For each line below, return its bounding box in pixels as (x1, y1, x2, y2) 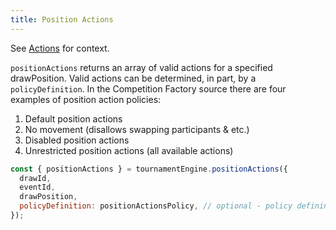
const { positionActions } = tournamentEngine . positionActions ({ (10, 164, 288, 174)
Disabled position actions (24, 134, 130, 146)
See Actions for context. (10, 42, 110, 54)
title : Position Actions (10, 14, 114, 25)
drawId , (19, 173, 52, 183)
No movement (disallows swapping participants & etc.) (24, 123, 250, 135)
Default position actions (24, 112, 123, 125)
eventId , (19, 182, 56, 193)
